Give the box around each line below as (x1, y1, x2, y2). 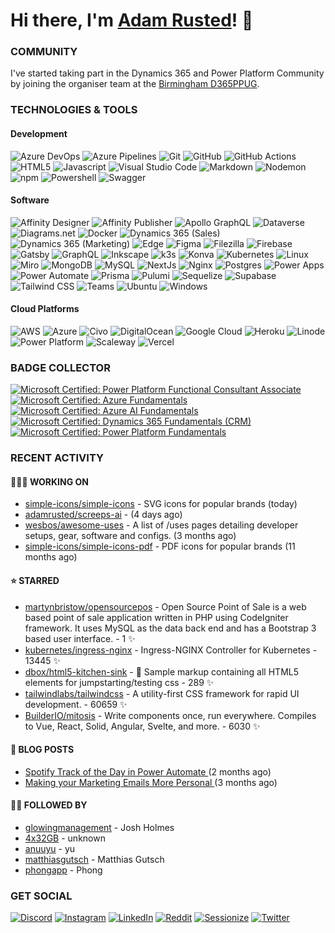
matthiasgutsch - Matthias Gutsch (24, 854, 165, 866)
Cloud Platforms (10, 303, 80, 315)
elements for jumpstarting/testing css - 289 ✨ (24, 676, 215, 688)
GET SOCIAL (10, 889, 73, 903)
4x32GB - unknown (24, 832, 106, 844)
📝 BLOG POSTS (10, 744, 75, 756)
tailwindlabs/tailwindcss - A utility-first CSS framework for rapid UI (24, 687, 300, 699)
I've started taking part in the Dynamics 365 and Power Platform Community (10, 67, 325, 79)
